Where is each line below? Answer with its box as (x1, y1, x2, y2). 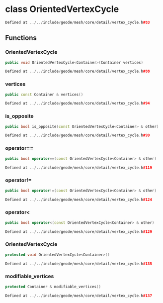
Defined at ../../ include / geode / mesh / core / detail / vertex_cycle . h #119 (5, 165, 153, 170)
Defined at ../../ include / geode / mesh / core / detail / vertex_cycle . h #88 (5, 69, 150, 74)
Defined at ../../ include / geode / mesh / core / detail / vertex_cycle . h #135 (5, 261, 153, 266)
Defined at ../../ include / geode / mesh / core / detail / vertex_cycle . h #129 (5, 229, 153, 234)
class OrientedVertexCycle (5, 3, 119, 15)
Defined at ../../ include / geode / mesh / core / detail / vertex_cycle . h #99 (5, 133, 150, 138)
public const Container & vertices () (5, 92, 83, 97)
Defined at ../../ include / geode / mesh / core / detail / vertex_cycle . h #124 (5, 197, 153, 202)
